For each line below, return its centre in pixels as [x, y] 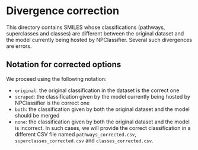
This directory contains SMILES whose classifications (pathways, [86, 27]
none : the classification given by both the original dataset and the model [102, 122]
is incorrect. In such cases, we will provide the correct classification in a [103, 128]
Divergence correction [63, 11]
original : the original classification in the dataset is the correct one [97, 90]
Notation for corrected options [64, 65]
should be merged [37, 115]
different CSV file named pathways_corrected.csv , [75, 134]
